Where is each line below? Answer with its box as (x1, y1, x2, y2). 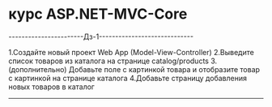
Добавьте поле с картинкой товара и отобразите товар (68, 64, 261, 74)
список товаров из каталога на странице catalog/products (8, 56, 209, 66)
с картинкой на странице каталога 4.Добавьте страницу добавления (8, 73, 247, 83)
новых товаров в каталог (8, 82, 95, 92)
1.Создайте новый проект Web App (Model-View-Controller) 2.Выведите (8, 47, 255, 57)
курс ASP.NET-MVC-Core (8, 5, 188, 24)
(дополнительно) (8, 64, 67, 74)
